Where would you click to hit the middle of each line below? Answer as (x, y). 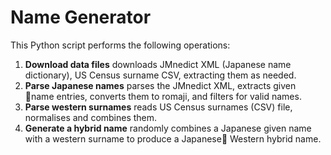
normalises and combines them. (91, 117)
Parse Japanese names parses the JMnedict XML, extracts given (160, 85)
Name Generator (81, 17)
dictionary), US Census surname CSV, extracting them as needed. (160, 75)
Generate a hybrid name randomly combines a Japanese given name (168, 128)
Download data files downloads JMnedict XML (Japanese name (158, 64)
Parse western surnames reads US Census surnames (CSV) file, (158, 107)
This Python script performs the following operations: (120, 45)
